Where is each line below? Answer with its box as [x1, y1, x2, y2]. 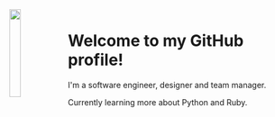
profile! [67, 49, 124, 70]
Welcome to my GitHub [67, 31, 244, 51]
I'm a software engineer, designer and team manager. [67, 79, 267, 90]
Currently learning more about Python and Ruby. [67, 96, 248, 107]
